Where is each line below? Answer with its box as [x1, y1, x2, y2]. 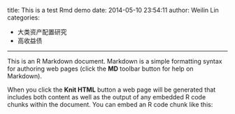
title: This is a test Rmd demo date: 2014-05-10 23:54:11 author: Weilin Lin [7, 6, 219, 14]
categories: [7, 13, 40, 22]
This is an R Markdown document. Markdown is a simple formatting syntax [7, 57, 222, 65]
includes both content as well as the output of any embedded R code [7, 93, 206, 101]
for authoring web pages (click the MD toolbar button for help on [7, 64, 194, 73]
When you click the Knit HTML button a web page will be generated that [7, 85, 216, 94]
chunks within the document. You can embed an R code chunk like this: [7, 101, 213, 108]
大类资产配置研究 [17, 28, 67, 36]
